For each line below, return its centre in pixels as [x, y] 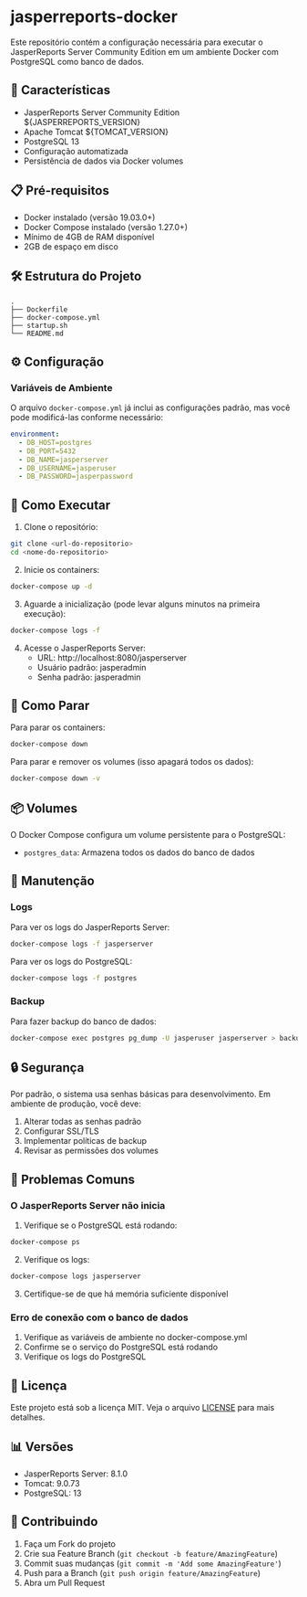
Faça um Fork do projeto [70, 1544]
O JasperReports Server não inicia [88, 1205]
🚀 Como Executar [61, 505]
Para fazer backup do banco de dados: [84, 1021]
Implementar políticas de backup [85, 1141]
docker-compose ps [45, 1243]
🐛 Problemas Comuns [73, 1179]
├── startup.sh [39, 326]
